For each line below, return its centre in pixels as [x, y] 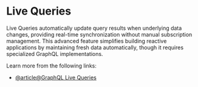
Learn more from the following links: [52, 66]
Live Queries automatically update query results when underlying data [94, 28]
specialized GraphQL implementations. [55, 54]
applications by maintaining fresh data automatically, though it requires [95, 47]
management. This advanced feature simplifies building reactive [87, 41]
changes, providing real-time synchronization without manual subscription [99, 34]
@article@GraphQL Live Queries [56, 77]
